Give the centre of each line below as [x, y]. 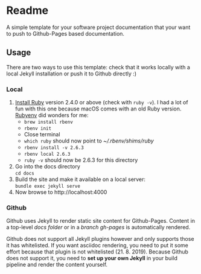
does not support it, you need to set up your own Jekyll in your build [92, 258]
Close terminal [42, 135]
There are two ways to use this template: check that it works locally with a [98, 67]
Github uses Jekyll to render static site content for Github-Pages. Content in [101, 221]
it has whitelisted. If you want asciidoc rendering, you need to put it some [97, 246]
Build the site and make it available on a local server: [80, 179]
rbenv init [38, 129]
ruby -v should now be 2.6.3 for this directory [81, 160]
